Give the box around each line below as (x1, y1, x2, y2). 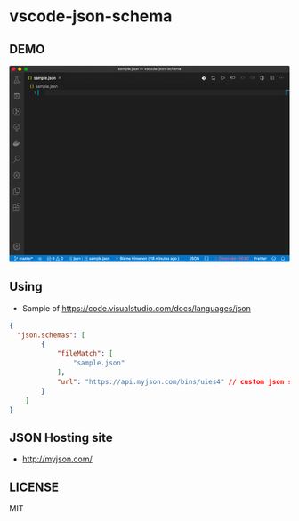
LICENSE (9, 479, 60, 494)
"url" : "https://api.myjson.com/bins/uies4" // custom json (56, 377, 285, 386)
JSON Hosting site (9, 429, 113, 445)
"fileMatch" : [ (56, 349, 114, 358)
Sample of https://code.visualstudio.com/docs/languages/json (21, 302, 251, 313)
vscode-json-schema (9, 6, 173, 27)
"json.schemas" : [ (17, 331, 86, 340)
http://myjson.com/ (21, 453, 93, 464)
